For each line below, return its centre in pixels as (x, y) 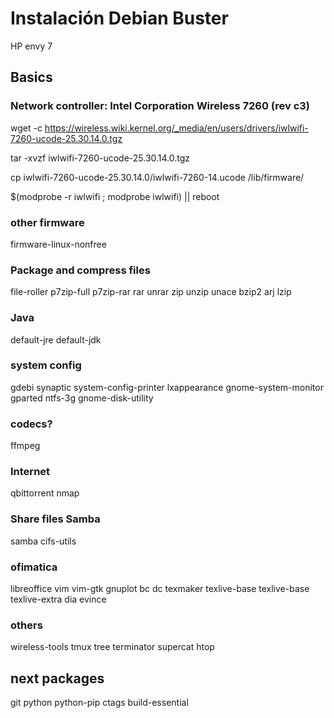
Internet (30, 472)
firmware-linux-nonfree (58, 244)
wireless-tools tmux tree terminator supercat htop (112, 647)
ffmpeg (25, 446)
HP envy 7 (31, 46)
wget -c (26, 128)
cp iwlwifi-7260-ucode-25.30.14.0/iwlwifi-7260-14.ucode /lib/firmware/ (157, 177)
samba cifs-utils (43, 541)
